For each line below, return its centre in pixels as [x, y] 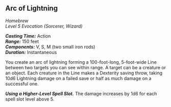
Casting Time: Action [28, 36]
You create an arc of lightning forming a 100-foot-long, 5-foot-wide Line [81, 62]
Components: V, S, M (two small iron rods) [50, 47]
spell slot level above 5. [30, 99]
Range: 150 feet [22, 41]
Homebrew [17, 20]
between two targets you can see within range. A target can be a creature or [86, 67]
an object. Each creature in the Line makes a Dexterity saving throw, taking [84, 73]
